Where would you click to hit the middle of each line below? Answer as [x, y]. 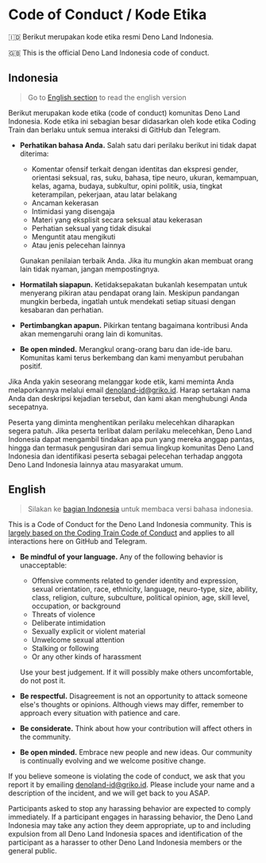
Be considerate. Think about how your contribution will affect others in [136, 728]
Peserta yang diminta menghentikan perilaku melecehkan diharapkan [121, 422]
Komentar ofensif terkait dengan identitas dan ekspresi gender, [135, 169]
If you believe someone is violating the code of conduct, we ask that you [127, 776]
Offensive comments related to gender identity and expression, [135, 580]
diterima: [34, 154]
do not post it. [42, 680]
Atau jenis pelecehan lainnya [78, 245]
